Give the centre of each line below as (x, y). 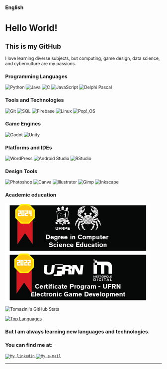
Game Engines (23, 124)
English (14, 7)
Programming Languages (37, 76)
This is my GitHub (33, 46)
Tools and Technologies (35, 100)
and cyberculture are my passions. (41, 63)
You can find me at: (29, 345)
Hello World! (31, 28)
